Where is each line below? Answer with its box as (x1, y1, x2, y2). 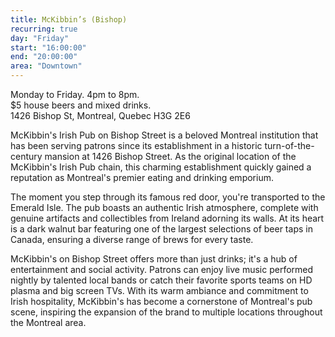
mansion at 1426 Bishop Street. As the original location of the (44, 151, 297, 162)
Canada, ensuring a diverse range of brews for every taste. (10, 234, 254, 245)
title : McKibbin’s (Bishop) (10, 14, 128, 25)
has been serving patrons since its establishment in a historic (10, 140, 263, 151)
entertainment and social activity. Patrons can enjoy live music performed (10, 264, 314, 275)
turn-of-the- (264, 140, 315, 151)
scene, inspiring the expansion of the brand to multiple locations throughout (10, 306, 323, 318)
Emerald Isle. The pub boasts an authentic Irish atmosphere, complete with (10, 202, 319, 213)
